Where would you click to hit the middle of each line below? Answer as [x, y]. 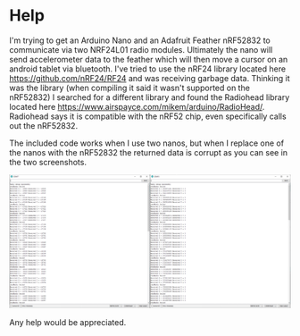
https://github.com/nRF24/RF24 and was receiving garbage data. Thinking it [150, 78]
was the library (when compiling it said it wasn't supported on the [129, 88]
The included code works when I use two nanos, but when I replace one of [146, 143]
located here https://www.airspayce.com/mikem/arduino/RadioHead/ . [137, 106]
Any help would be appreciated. [68, 323]
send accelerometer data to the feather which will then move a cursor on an [149, 59]
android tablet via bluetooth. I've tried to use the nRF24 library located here [148, 69]
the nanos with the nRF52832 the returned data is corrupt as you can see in [149, 152]
